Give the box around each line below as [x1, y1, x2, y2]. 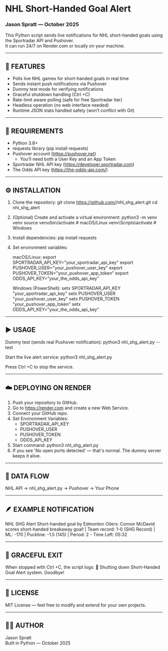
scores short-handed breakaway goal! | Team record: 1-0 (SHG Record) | [5, 526, 155, 532]
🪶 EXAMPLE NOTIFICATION [5, 505, 94, 514]
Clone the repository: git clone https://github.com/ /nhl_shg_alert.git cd [12, 199, 157, 205]
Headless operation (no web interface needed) [12, 102, 109, 108]
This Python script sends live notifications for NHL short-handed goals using [5, 32, 163, 38]
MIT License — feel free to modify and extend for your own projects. [5, 602, 146, 608]
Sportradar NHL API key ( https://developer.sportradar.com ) [12, 161, 134, 168]
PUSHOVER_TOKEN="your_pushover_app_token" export [12, 270, 129, 276]
